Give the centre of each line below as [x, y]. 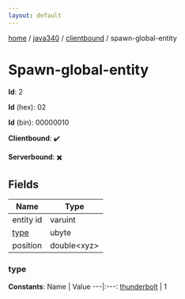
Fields [24, 184]
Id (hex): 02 [27, 107]
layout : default [35, 15]
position [27, 245]
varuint [63, 220]
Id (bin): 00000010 [39, 122]
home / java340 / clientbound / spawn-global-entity [93, 38]
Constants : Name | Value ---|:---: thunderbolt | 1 [88, 286]
